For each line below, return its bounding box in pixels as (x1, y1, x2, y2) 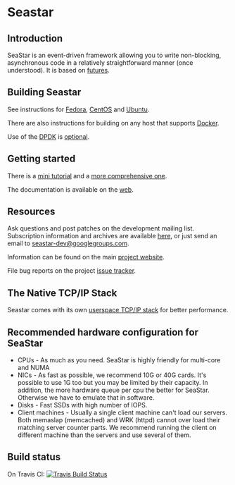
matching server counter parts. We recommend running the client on (17, 424, 217, 432)
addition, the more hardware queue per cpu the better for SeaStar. (17, 386, 210, 395)
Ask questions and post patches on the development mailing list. (7, 224, 195, 233)
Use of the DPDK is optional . (7, 132, 90, 141)
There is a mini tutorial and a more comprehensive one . (7, 171, 167, 180)
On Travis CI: (7, 469, 45, 478)
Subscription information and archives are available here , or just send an (7, 232, 217, 240)
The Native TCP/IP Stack (7, 287, 118, 299)
